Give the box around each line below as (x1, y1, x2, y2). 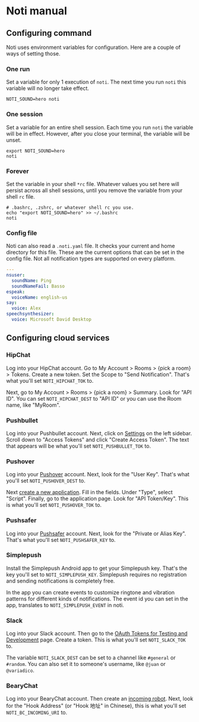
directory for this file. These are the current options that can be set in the (6, 249, 185, 256)
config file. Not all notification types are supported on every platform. (6, 255, 176, 262)
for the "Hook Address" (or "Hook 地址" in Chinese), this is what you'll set (6, 702, 187, 709)
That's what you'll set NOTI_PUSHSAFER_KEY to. (6, 536, 116, 543)
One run (6, 64, 30, 73)
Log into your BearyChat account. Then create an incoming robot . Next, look (6, 695, 194, 702)
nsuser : (6, 272, 26, 278)
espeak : (6, 289, 26, 295)
